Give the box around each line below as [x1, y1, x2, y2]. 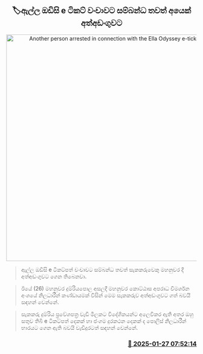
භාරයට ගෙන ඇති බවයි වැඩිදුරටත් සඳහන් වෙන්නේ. [21, 324, 138, 331]
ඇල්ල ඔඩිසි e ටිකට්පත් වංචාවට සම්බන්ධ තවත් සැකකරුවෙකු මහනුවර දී [21, 266, 184, 273]
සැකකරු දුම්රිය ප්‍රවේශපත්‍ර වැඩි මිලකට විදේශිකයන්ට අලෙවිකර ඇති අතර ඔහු [21, 311, 194, 318]
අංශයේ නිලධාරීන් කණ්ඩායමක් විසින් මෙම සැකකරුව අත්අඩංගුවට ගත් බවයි [21, 291, 191, 298]
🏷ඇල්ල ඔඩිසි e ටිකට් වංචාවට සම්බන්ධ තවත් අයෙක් [11, 5, 192, 16]
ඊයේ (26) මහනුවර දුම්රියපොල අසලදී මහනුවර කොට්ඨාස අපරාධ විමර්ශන [21, 285, 190, 292]
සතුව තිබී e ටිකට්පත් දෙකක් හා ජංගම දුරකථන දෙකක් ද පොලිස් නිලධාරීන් [21, 317, 187, 324]
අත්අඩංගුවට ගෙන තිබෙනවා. [21, 272, 87, 280]
